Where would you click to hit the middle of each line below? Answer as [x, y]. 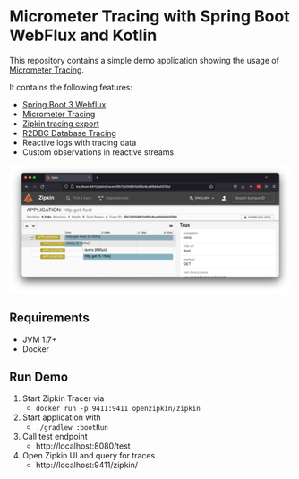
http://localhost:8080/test [83, 446]
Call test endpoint [55, 437]
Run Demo [39, 377]
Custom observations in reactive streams [98, 152]
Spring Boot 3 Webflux [64, 104]
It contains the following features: [71, 87]
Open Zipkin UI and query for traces [89, 456]
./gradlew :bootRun [72, 428]
